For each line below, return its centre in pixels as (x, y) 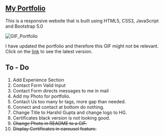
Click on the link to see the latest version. (49, 51)
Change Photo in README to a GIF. (50, 123)
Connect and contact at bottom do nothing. (58, 107)
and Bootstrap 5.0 (24, 26)
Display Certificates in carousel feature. (54, 129)
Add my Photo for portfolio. (42, 96)
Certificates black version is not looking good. (61, 118)
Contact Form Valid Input (39, 85)
